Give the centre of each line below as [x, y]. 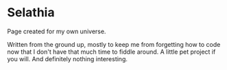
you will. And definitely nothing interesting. [68, 58]
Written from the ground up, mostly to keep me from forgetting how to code [114, 44]
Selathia [31, 13]
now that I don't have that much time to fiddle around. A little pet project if [111, 52]
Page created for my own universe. [57, 31]
